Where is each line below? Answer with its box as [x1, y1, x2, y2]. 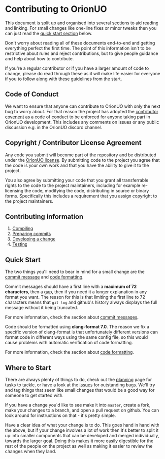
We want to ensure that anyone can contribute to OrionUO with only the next [5, 103, 161, 109]
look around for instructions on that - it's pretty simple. [5, 413, 116, 418]
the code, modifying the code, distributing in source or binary [24, 187, 149, 193]
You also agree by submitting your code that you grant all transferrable [5, 177, 149, 183]
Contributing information [5, 212, 84, 221]
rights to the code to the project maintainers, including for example [5, 182, 140, 188]
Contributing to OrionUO [5, 3, 107, 15]
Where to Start [5, 364, 51, 372]
